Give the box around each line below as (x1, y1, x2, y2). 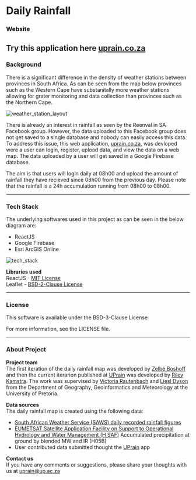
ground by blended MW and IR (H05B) (14, 437, 107, 444)
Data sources (6, 401, 39, 408)
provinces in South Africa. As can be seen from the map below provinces (6, 80, 182, 87)
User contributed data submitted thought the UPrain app (14, 443, 150, 451)
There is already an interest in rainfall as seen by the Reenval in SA (6, 121, 166, 128)
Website (6, 25, 30, 33)
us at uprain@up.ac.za (6, 467, 60, 474)
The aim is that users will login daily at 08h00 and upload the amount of (6, 170, 178, 177)
